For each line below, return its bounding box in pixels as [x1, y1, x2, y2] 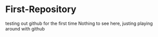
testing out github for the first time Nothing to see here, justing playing [5, 20, 153, 26]
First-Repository [5, 4, 76, 15]
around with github [5, 25, 45, 31]
